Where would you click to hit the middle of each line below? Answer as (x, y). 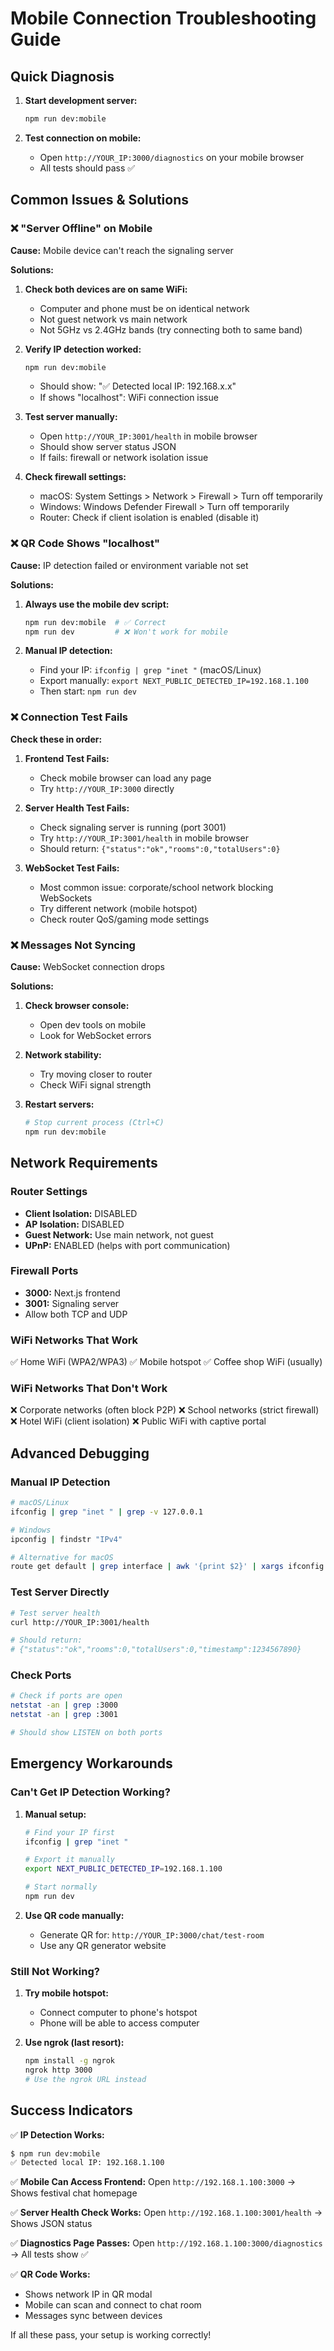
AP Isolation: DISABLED (74, 1224)
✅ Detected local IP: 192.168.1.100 (87, 2163)
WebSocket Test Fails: (72, 868)
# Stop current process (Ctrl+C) (94, 1123)
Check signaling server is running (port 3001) (133, 827)
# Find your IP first (69, 1832)
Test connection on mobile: (83, 138)
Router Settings (49, 1192)
